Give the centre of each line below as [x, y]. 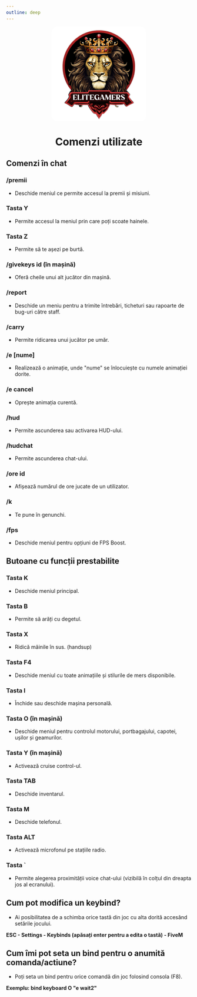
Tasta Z [17, 236]
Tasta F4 [19, 662]
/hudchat [20, 445]
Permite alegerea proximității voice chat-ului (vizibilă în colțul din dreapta [103, 878]
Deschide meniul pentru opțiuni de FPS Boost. [70, 543]
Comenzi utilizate [99, 142]
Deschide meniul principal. [47, 591]
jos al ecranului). [35, 884]
